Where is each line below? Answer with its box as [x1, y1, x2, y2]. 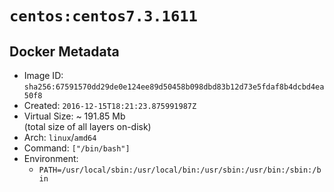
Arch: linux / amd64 [23, 132, 97, 143]
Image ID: [23, 70, 64, 81]
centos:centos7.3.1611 [9, 7, 198, 26]
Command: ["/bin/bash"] [23, 142, 131, 154]
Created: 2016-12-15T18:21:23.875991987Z [23, 100, 197, 111]
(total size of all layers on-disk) [23, 121, 152, 132]
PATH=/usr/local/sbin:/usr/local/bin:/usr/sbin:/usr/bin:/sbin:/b [38, 165, 322, 175]
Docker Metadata [9, 43, 120, 60]
